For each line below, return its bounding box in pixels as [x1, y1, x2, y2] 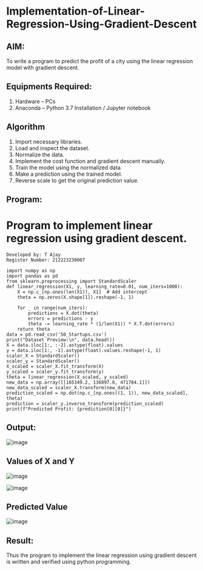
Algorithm [6, 122, 45, 132]
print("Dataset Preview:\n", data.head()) [6, 336, 115, 343]
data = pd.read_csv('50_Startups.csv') [6, 331, 107, 337]
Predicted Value [6, 502, 68, 512]
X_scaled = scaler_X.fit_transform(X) [6, 363, 104, 369]
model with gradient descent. [6, 64, 80, 71]
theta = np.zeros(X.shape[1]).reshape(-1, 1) [17, 294, 135, 300]
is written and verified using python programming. [6, 558, 131, 566]
